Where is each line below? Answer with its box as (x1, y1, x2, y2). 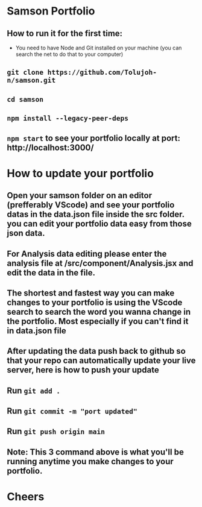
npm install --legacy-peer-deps (7, 114, 129, 123)
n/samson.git (7, 76, 56, 85)
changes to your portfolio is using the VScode (7, 297, 183, 307)
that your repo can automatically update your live (7, 356, 196, 366)
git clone (7, 68, 44, 77)
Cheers (7, 490, 45, 504)
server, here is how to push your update (7, 365, 159, 375)
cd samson (7, 95, 44, 104)
